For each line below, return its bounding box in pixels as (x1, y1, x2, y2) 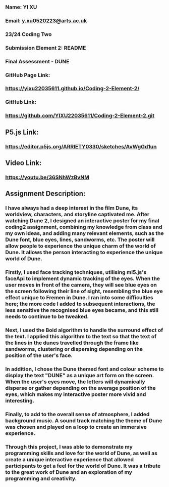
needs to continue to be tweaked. (5, 313, 89, 320)
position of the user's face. (5, 352, 73, 359)
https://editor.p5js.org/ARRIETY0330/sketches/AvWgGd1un (5, 143, 157, 150)
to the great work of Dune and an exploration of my (5, 468, 133, 475)
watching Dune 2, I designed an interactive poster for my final (5, 217, 160, 224)
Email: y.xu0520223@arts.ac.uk (5, 17, 87, 24)
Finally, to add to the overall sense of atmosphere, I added (5, 411, 150, 418)
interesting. (5, 397, 34, 404)
